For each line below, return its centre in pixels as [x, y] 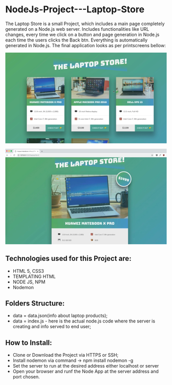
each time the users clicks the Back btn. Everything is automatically [77, 40]
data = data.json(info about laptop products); [60, 316]
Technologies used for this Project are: [68, 259]
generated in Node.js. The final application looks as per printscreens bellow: [86, 45]
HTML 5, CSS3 [28, 271]
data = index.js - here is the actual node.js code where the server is [84, 321]
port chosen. [26, 377]
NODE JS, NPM [29, 282]
